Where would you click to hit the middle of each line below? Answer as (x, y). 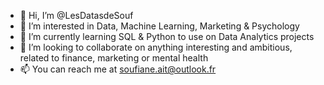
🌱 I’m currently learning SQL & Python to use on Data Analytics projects (167, 36)
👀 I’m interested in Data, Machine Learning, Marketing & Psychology (159, 26)
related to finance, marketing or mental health (114, 58)
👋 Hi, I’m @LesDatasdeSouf (76, 15)
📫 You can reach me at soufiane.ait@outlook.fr (118, 69)
